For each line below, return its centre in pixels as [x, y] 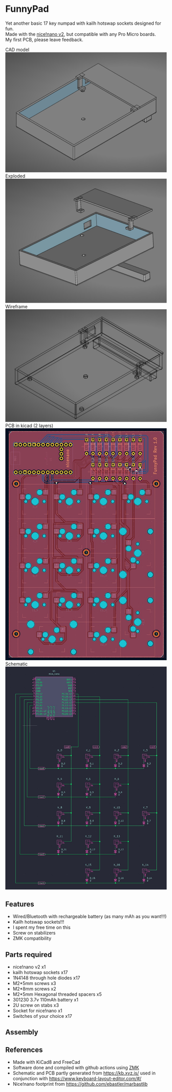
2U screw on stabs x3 [36, 1005]
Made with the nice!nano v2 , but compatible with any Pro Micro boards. [81, 34]
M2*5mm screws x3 [34, 983]
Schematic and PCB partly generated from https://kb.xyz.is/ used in [84, 1073]
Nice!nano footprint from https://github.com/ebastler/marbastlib [80, 1084]
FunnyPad [27, 9]
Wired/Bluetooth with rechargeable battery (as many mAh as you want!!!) [90, 917]
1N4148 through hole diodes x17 [46, 978]
